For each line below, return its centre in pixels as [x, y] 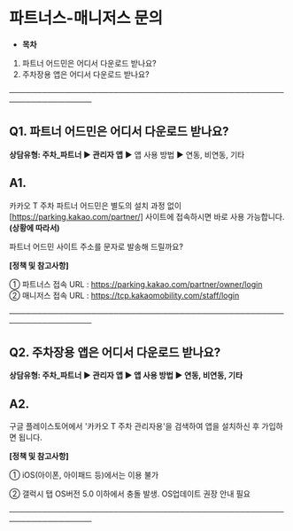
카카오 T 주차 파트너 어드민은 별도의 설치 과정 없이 [96, 206]
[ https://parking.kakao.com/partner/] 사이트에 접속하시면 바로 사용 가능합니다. [147, 216]
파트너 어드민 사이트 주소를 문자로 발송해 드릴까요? [96, 246]
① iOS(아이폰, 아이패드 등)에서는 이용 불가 [84, 475]
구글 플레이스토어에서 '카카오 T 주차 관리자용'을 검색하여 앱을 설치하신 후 [135, 426]
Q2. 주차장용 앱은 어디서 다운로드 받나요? [115, 352]
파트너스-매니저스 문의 [86, 18]
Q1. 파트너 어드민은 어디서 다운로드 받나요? [119, 132]
